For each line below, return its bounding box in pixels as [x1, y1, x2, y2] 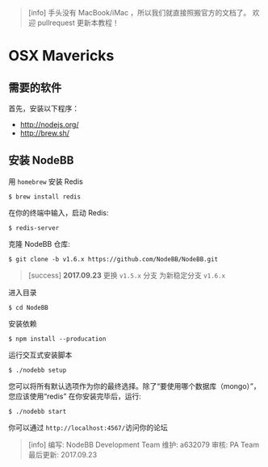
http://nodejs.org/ [19, 120, 79, 129]
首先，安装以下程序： [8, 104, 79, 113]
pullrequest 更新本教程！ [37, 18, 119, 27]
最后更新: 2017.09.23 [27, 449, 98, 459]
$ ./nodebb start [8, 407, 67, 415]
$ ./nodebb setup [8, 366, 67, 374]
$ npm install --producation [8, 335, 107, 343]
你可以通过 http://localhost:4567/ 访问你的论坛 [8, 423, 168, 432]
